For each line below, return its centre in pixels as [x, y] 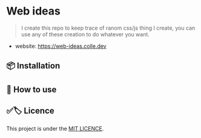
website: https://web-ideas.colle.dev [61, 46]
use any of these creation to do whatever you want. [85, 34]
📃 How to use [31, 89]
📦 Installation [33, 66]
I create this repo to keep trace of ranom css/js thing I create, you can [108, 28]
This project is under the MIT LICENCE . [55, 128]
